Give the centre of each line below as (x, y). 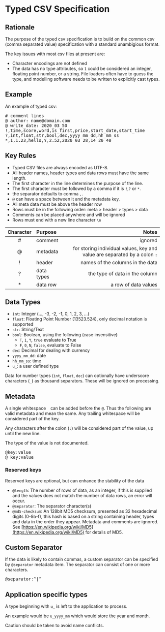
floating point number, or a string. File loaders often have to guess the (83, 74)
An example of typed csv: (31, 106)
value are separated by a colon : (120, 254)
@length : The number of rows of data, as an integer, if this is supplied (82, 490)
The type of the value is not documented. (47, 443)
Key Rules (21, 156)
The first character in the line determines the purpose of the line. (78, 183)
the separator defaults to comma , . (48, 193)
